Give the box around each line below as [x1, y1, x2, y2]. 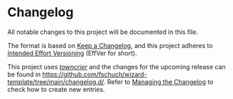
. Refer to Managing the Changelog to [103, 77, 214, 86]
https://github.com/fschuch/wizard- [42, 70, 148, 78]
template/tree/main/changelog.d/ [7, 77, 104, 86]
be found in [7, 70, 41, 78]
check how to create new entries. [7, 85, 105, 93]
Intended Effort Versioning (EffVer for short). [7, 49, 137, 57]
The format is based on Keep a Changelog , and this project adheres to [7, 41, 213, 49]
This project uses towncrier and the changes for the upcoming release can [7, 62, 226, 71]
